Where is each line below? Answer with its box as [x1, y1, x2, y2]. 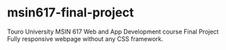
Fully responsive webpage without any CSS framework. [7, 34, 164, 42]
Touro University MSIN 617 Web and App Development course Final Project [7, 27, 219, 36]
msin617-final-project [7, 5, 134, 21]
